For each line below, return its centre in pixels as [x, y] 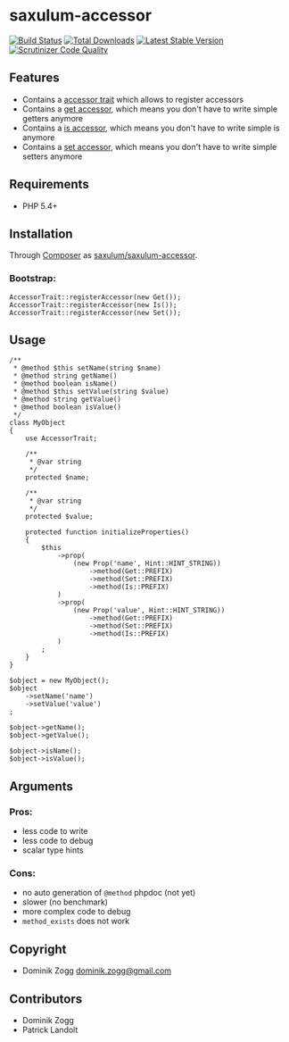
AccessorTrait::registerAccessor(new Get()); [95, 297]
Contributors [46, 999]
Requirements [49, 184]
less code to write [55, 831]
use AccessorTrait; [62, 438]
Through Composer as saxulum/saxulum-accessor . [103, 255]
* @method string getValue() [67, 400]
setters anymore [52, 156]
